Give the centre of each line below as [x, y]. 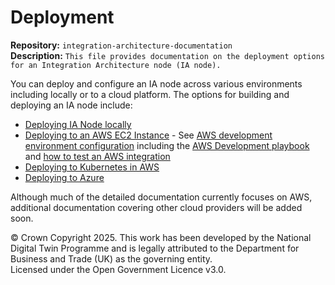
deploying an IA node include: [71, 105]
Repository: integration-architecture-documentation [121, 45]
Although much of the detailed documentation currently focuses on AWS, [161, 197]
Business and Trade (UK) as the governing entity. [111, 258]
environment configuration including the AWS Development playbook [167, 145]
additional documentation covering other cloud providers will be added [156, 207]
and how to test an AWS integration [97, 156]
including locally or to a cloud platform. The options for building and [150, 94]
